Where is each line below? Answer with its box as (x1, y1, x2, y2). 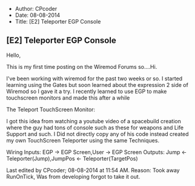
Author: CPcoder (15, 5, 58, 12)
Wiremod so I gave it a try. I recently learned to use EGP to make (6, 88, 167, 95)
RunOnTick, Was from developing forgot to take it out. (6, 173, 140, 180)
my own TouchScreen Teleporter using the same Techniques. (6, 136, 159, 144)
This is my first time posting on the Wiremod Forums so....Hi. (6, 63, 157, 70)
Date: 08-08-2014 (15, 11, 61, 19)
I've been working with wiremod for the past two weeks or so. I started (6, 75, 183, 82)
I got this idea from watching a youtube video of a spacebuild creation (6, 117, 182, 124)
